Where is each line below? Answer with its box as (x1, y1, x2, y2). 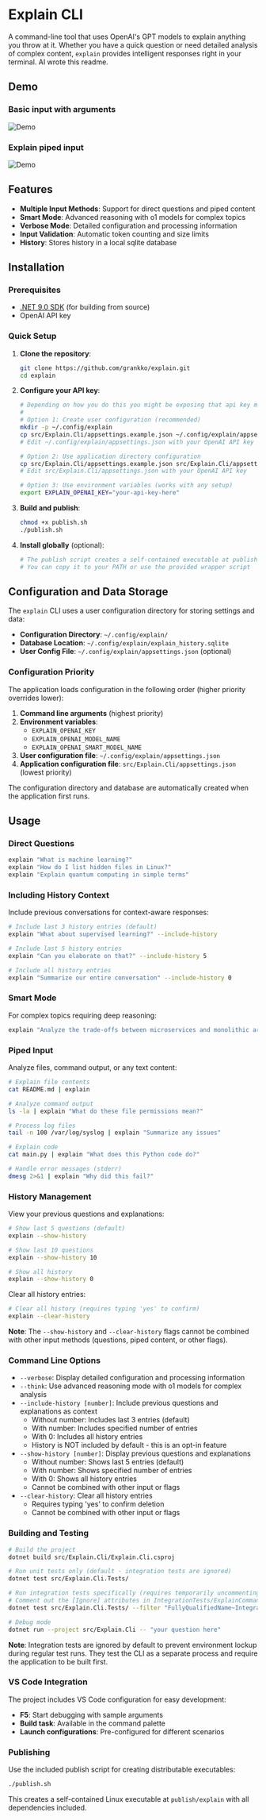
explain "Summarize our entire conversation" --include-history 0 (8, 974, 232, 982)
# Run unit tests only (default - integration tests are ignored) (8, 1568, 232, 1576)
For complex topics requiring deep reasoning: (8, 1010, 157, 1020)
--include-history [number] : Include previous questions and (19, 1399, 219, 1408)
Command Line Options (8, 1355, 101, 1366)
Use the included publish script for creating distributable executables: (8, 1764, 236, 1775)
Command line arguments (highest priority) (19, 708, 164, 718)
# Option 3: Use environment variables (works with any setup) (19, 482, 234, 490)
